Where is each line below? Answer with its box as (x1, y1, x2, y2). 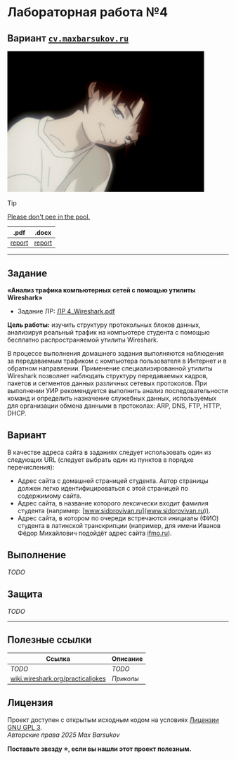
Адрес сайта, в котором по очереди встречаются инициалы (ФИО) (17, 514, 219, 522)
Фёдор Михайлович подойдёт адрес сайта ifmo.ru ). (17, 529, 172, 537)
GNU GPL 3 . (7, 723, 42, 731)
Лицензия (7, 697, 53, 709)
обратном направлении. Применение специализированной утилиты (7, 364, 213, 373)
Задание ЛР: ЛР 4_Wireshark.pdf (17, 307, 115, 316)
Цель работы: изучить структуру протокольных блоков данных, (7, 321, 202, 329)
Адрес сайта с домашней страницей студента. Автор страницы (17, 476, 209, 485)
